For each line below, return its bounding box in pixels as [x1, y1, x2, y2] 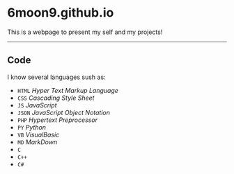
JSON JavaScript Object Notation [17, 108, 110, 116]
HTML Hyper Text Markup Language [17, 86, 118, 94]
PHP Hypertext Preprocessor [17, 116, 97, 124]
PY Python [17, 123, 47, 131]
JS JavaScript [17, 101, 57, 109]
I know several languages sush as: [7, 73, 106, 81]
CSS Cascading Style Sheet [17, 94, 95, 102]
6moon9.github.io [7, 5, 114, 21]
